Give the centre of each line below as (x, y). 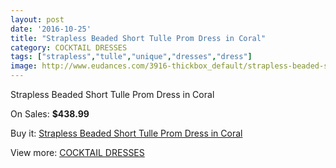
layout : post (37, 19)
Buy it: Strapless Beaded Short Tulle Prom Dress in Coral (126, 133)
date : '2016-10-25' (51, 29)
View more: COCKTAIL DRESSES (77, 152)
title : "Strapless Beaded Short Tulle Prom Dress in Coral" (138, 38)
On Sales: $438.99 (50, 114)
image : (24, 66)
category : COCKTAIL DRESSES (69, 47)
